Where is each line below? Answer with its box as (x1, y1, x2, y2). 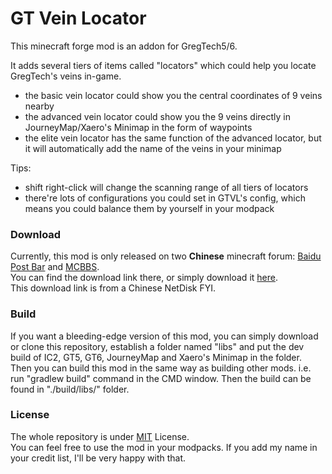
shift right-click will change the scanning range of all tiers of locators (24, 181, 309, 193)
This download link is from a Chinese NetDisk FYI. (10, 282, 216, 294)
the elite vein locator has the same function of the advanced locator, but (24, 132, 322, 144)
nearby (24, 100, 55, 112)
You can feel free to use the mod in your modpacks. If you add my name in (10, 441, 318, 453)
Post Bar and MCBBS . (10, 261, 100, 273)
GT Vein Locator (10, 7, 147, 30)
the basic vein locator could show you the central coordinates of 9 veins (24, 89, 323, 101)
